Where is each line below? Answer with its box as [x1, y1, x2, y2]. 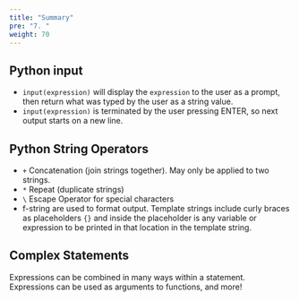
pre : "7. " [9, 21, 50, 30]
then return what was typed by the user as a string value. [21, 96, 234, 107]
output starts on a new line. [21, 116, 124, 126]
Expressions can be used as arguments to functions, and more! [9, 281, 243, 292]
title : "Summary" [9, 13, 74, 22]
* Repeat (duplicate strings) [21, 185, 124, 194]
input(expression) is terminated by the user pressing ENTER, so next [21, 106, 278, 116]
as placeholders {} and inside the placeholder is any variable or [21, 212, 257, 223]
